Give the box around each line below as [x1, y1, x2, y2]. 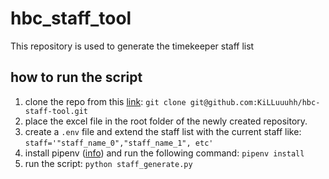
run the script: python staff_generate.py [24, 157, 193, 169]
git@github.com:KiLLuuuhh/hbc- [189, 97, 321, 107]
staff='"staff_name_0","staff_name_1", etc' [24, 138, 214, 148]
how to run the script [10, 69, 143, 86]
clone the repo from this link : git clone [24, 95, 187, 107]
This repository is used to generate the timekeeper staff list [10, 40, 255, 52]
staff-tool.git [24, 106, 89, 116]
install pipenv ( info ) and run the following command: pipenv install [24, 147, 305, 159]
